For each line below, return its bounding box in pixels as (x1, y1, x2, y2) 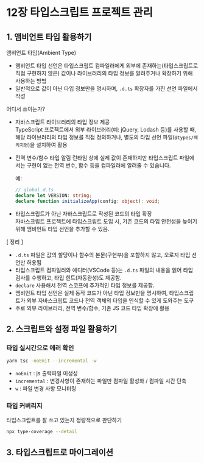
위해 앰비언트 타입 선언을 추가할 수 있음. (15, 225, 110, 232)
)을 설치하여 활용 (27, 141, 68, 148)
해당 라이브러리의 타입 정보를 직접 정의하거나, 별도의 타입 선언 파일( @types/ (15, 133, 194, 141)
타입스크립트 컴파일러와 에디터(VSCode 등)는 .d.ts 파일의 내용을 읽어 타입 (15, 266, 194, 274)
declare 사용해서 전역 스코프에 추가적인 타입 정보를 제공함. (15, 281, 155, 289)
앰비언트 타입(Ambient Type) (6, 49, 77, 56)
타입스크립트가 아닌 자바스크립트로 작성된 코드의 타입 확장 (15, 210, 152, 217)
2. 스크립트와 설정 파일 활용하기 (6, 324, 118, 334)
